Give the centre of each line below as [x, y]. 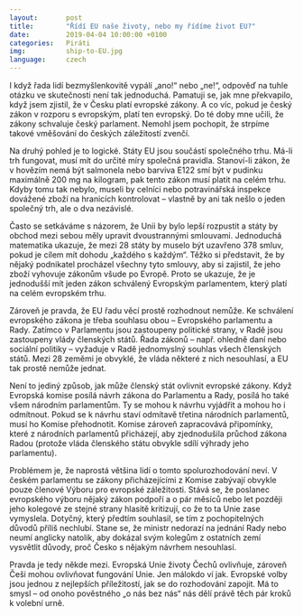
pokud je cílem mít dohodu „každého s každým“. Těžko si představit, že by [147, 255]
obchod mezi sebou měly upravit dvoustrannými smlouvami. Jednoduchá [146, 235]
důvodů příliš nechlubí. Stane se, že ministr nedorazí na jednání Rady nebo [148, 528]
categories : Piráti [50, 43]
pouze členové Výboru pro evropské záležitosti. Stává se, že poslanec [140, 490]
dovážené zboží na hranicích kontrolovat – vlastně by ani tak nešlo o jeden [147, 199]
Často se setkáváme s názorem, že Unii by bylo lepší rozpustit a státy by [144, 226]
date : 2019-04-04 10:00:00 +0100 [88, 34]
